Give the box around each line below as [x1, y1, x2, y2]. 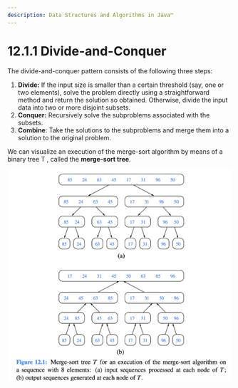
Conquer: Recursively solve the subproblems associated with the [17, 110, 210, 119]
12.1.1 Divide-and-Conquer [7, 43, 167, 59]
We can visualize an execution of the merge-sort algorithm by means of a [7, 147, 223, 156]
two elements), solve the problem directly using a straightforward [17, 88, 210, 96]
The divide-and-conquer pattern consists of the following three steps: [7, 66, 213, 75]
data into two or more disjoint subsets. [17, 103, 130, 112]
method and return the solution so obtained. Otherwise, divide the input [17, 95, 228, 104]
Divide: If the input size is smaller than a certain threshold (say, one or [17, 80, 224, 89]
